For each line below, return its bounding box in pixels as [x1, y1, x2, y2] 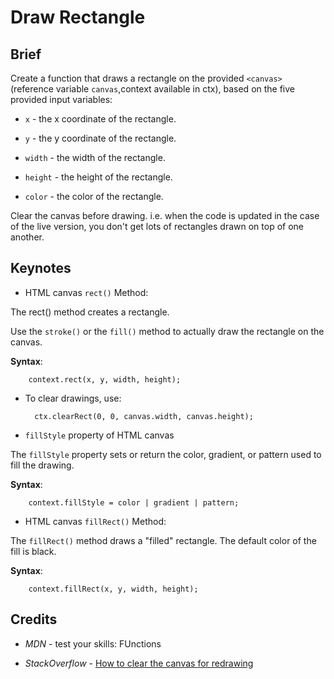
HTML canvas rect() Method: [24, 286, 149, 298]
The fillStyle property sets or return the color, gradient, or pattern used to [10, 448, 322, 460]
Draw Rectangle [10, 6, 146, 29]
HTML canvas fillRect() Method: [24, 515, 167, 527]
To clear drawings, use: [24, 392, 122, 404]
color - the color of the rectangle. [24, 191, 164, 202]
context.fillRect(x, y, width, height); [28, 584, 199, 594]
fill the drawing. [10, 459, 75, 471]
